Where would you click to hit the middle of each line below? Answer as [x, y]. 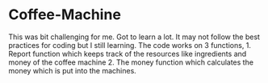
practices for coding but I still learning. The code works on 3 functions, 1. [130, 45]
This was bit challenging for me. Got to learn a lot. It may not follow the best [134, 37]
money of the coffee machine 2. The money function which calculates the [131, 62]
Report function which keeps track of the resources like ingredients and [128, 53]
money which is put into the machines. [73, 70]
